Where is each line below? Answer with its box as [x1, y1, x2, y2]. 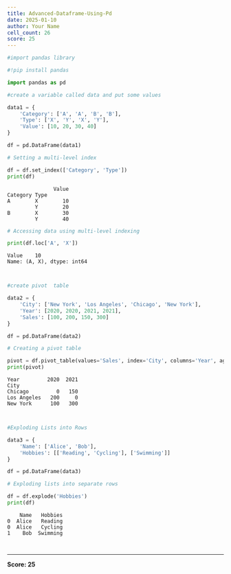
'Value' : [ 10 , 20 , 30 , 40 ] [19, 123, 97, 130]
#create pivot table [7, 282, 69, 289]
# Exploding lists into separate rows [7, 481, 118, 487]
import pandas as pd [7, 79, 67, 86]
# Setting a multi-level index [7, 154, 97, 161]
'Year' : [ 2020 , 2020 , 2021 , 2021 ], [19, 307, 122, 314]
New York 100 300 [7, 400, 78, 407]
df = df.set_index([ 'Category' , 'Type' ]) [7, 166, 128, 174]
